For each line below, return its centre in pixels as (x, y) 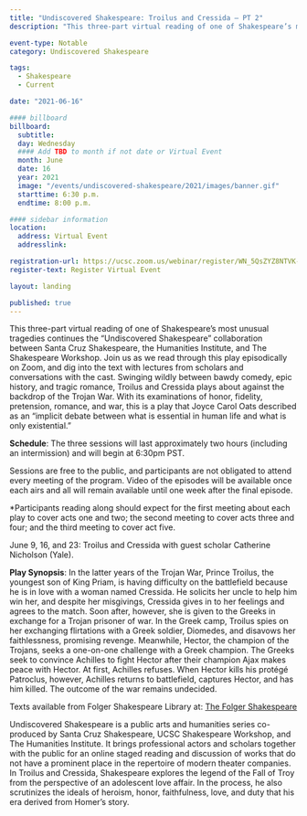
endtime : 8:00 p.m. (55, 203)
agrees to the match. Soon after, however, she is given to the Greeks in (143, 611)
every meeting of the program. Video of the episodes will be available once (151, 481)
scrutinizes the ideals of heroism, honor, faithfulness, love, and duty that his (152, 792)
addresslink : (42, 245)
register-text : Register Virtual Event (85, 270)
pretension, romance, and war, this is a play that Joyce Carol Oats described (153, 407)
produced (28, 734)
